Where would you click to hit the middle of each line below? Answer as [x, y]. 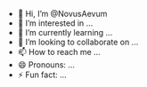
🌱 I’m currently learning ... [65, 32]
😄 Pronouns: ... [46, 65]
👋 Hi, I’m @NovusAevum [62, 14]
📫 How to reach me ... [59, 52]
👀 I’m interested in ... [55, 23]
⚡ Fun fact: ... [42, 75]
